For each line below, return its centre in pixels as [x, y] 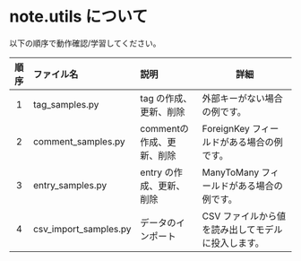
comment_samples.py [79, 141]
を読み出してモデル [242, 230]
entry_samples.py [70, 185]
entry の [157, 172]
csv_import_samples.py [82, 229]
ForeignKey [226, 128]
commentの [165, 128]
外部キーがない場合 [243, 98]
